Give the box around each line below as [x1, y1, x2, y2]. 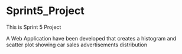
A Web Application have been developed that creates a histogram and [6, 35, 177, 42]
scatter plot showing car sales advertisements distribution [6, 41, 148, 48]
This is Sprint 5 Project [6, 23, 61, 31]
